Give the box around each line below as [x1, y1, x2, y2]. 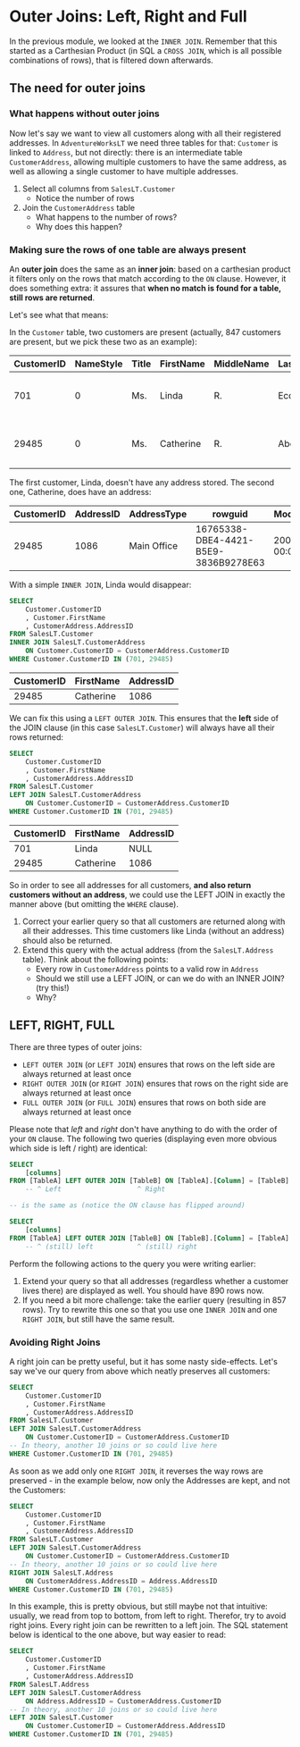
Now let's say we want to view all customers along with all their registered [9, 128, 281, 139]
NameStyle [74, 357, 123, 370]
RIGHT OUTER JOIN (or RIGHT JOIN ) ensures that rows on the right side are [21, 1078, 288, 1088]
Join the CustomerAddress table [21, 202, 136, 213]
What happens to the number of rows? [35, 212, 178, 223]
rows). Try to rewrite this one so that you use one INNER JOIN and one [21, 1304, 279, 1314]
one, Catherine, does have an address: [9, 486, 152, 497]
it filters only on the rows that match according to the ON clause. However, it [9, 273, 287, 283]
